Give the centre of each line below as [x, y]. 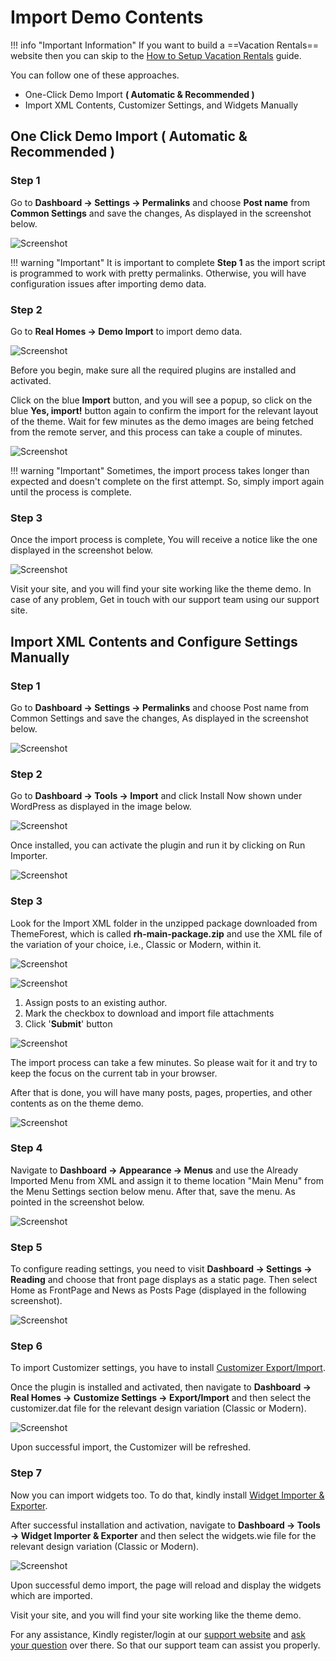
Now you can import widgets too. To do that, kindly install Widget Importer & [167, 1495]
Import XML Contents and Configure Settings [154, 641]
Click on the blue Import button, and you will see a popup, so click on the [161, 400]
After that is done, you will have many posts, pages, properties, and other [161, 1092]
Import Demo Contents [107, 17]
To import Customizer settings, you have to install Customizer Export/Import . [168, 1368]
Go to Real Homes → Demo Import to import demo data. [126, 331]
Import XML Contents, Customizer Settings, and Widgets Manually [161, 105]
